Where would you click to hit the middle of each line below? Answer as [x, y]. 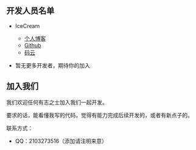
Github [33, 45]
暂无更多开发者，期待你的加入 [52, 65]
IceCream [27, 26]
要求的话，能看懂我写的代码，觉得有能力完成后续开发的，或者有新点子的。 [100, 115]
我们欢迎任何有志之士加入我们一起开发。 [57, 102]
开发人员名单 [30, 11]
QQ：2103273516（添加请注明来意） [61, 141]
